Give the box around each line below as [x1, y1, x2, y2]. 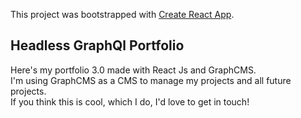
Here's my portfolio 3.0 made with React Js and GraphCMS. [10, 64, 257, 76]
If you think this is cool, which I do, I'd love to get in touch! [10, 95, 250, 108]
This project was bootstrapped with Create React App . [10, 9, 235, 20]
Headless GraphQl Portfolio [10, 37, 185, 54]
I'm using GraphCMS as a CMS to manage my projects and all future [10, 74, 292, 86]
